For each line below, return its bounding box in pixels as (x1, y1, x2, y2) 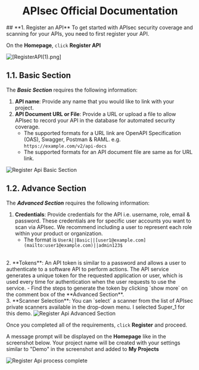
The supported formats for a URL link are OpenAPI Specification (23, 129, 181, 136)
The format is (23, 236, 57, 243)
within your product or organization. (14, 230, 103, 237)
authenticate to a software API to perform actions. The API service (6, 265, 169, 272)
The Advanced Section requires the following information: (6, 199, 150, 206)
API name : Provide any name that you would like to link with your (14, 98, 175, 105)
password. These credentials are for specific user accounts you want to (14, 217, 192, 224)
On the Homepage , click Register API (6, 42, 101, 49)
